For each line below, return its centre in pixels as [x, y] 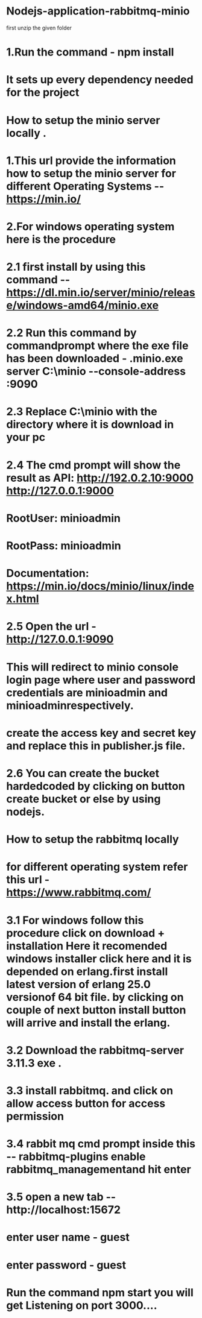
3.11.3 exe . [34, 1063]
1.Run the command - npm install [90, 52]
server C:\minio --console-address [96, 371]
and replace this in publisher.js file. [96, 746]
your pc [26, 437]
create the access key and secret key [101, 733]
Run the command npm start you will [100, 1292]
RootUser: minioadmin [63, 518]
